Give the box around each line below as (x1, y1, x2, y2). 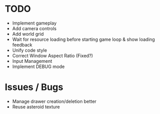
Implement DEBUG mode (12, 63, 65, 70)
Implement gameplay (12, 20, 57, 26)
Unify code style (12, 47, 47, 53)
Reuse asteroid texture (12, 103, 60, 110)
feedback (12, 41, 33, 48)
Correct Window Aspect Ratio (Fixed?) (12, 52, 93, 59)
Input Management (12, 58, 52, 64)
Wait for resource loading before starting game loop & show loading (12, 36, 155, 42)
